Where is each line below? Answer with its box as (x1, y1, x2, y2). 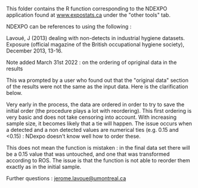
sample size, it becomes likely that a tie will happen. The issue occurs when (6, 120, 193, 127)
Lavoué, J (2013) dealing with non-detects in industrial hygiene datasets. (6, 35, 185, 41)
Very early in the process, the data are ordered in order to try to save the (6, 101, 185, 108)
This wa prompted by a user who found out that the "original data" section (6, 77, 189, 84)
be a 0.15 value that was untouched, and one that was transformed (6, 150, 170, 158)
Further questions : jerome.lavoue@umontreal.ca (6, 175, 126, 181)
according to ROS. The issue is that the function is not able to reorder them (6, 157, 191, 164)
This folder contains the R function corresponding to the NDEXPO (6, 5, 168, 12)
